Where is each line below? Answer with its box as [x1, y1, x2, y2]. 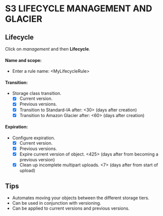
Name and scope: [5, 57, 42, 63]
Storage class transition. [12, 91, 61, 96]
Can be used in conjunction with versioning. [12, 200, 102, 206]
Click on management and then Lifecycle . [5, 46, 90, 52]
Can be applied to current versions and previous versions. [12, 205, 130, 211]
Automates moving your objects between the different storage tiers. [12, 195, 150, 201]
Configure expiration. [12, 135, 55, 141]
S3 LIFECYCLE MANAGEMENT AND [5, 3, 152, 14]
